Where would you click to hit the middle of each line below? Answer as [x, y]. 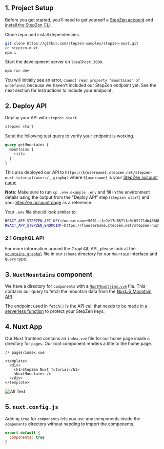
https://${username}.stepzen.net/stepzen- [109, 173]
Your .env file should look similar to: [41, 212]
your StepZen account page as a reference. [49, 203]
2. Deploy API [26, 106]
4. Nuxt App [24, 327]
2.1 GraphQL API [25, 238]
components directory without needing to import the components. [70, 424]
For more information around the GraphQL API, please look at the [70, 249]
